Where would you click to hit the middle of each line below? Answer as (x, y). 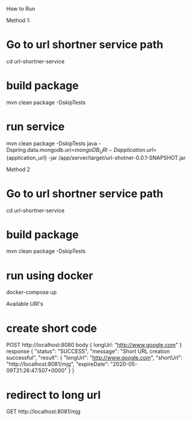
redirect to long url (54, 395)
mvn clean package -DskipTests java (52, 143)
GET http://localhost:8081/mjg (43, 411)
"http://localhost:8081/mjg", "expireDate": (58, 364)
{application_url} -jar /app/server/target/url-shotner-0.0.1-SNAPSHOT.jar (96, 157)
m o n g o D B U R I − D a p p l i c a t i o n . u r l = (116, 150)
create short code (52, 328)
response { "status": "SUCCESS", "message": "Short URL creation (88, 351)
